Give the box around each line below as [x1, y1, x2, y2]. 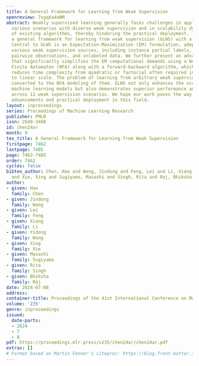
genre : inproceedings [6, 307, 60, 313]
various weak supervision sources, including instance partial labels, [11, 47, 192, 53]
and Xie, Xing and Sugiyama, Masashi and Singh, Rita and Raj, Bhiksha [11, 174, 192, 180]
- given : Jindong [6, 196, 49, 202]
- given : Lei [6, 207, 38, 214]
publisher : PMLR [6, 113, 46, 119]
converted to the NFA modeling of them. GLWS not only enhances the [11, 81, 184, 87]
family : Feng [11, 213, 44, 219]
